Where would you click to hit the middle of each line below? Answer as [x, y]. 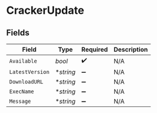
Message [20, 101]
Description [131, 50]
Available [23, 61]
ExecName [22, 92]
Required [94, 50]
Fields [18, 33]
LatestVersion [29, 72]
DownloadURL [26, 82]
